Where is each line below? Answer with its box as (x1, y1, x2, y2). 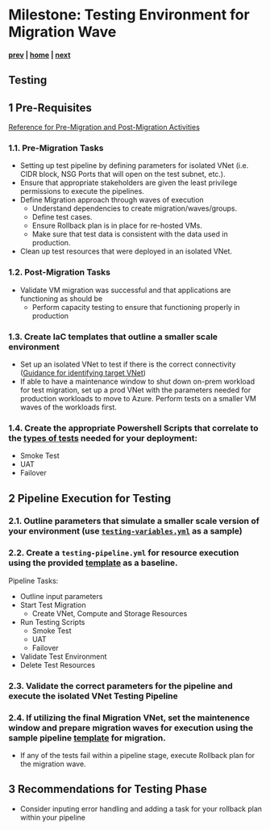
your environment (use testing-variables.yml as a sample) (8, 526, 243, 537)
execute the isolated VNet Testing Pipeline (8, 690, 179, 702)
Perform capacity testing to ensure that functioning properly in (31, 302, 240, 312)
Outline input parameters (19, 591, 103, 601)
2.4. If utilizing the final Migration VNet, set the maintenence (8, 712, 251, 723)
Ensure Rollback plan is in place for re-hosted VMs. (31, 220, 203, 231)
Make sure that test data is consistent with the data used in (31, 229, 228, 239)
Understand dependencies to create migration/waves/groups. (31, 203, 238, 213)
